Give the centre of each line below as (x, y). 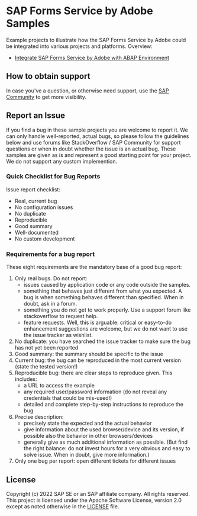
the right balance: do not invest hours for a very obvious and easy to (107, 448)
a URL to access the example (59, 386)
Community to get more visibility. (46, 97)
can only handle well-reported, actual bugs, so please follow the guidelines (98, 136)
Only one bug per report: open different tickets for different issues (95, 461)
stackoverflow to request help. (61, 316)
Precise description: (39, 417)
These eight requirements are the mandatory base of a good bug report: (94, 267)
